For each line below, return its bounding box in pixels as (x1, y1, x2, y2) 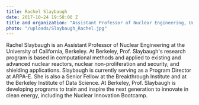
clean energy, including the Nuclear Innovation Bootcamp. (6, 92, 148, 99)
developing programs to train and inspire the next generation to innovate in (6, 85, 189, 93)
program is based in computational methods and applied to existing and (6, 54, 181, 61)
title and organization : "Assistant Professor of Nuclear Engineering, (6, 20, 187, 26)
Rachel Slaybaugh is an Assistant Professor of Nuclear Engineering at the (6, 42, 185, 49)
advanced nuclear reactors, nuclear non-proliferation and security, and (6, 61, 179, 68)
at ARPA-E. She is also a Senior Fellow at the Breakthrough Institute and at (6, 73, 187, 80)
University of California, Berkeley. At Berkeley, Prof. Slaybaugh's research (6, 48, 186, 55)
